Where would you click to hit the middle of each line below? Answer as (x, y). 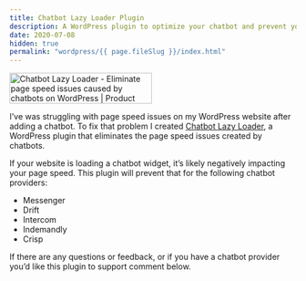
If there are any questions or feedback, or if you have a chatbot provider (145, 257)
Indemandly (45, 230)
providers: (29, 182)
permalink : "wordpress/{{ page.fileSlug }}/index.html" (117, 52)
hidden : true (34, 43)
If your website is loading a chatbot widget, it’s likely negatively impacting (147, 163)
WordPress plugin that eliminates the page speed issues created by (136, 136)
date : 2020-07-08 (42, 35)
